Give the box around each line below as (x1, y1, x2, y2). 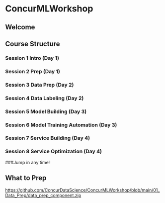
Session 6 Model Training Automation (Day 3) (5, 121, 117, 128)
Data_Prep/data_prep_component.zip (5, 192, 82, 198)
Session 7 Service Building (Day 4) (5, 135, 90, 142)
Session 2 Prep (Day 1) (5, 68, 61, 75)
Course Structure (5, 39, 61, 48)
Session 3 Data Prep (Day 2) (5, 81, 74, 88)
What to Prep (5, 174, 47, 182)
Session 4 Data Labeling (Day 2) (5, 95, 84, 101)
